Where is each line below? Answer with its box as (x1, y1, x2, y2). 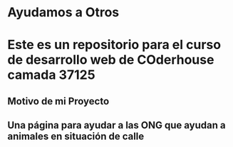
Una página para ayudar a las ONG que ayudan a (7, 119, 226, 131)
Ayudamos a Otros (7, 4, 120, 21)
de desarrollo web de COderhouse (7, 52, 214, 68)
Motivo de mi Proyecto (7, 95, 110, 107)
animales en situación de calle (7, 131, 145, 143)
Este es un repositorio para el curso (7, 37, 222, 53)
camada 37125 (7, 67, 95, 83)
